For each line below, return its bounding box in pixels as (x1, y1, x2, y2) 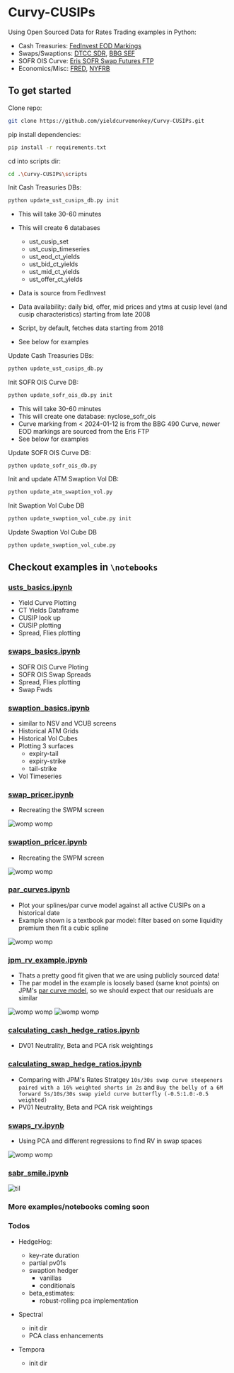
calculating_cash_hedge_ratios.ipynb (8, 1025, 140, 1035)
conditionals (39, 1281, 76, 1289)
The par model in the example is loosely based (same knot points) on (18, 979, 220, 988)
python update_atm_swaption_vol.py (8, 488, 113, 496)
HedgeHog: (18, 1237, 52, 1246)
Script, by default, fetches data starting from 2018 (18, 324, 164, 332)
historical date (18, 908, 60, 917)
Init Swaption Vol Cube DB (8, 501, 85, 510)
